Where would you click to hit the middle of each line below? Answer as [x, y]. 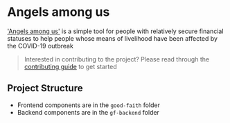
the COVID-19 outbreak [41, 46]
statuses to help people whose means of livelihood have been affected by [113, 38]
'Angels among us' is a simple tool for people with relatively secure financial [115, 31]
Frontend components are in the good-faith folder [89, 105]
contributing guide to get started [70, 66]
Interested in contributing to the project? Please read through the [117, 59]
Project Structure [45, 88]
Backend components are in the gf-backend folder [88, 112]
